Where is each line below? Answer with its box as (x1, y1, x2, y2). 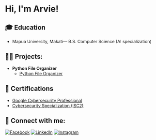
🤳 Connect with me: (5, 117, 65, 125)
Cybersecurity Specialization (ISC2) (12, 103, 84, 109)
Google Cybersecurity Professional (12, 97, 82, 103)
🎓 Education (5, 23, 46, 31)
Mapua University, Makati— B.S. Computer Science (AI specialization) (12, 39, 152, 44)
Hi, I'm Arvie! (5, 3, 59, 15)
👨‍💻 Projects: (5, 52, 43, 61)
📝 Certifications (5, 85, 54, 93)
